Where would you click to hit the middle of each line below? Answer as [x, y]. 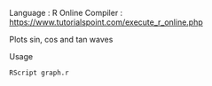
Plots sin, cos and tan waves [61, 39]
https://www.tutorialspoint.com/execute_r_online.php [106, 22]
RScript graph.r [39, 73]
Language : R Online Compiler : [66, 13]
